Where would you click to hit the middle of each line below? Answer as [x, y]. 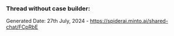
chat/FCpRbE [22, 27]
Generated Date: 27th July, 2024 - [47, 21]
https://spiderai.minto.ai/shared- [129, 21]
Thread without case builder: [48, 9]
